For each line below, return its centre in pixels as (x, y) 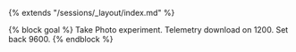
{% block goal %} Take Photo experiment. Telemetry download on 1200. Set (148, 30)
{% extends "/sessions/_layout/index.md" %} (92, 13)
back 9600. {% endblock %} (61, 39)
